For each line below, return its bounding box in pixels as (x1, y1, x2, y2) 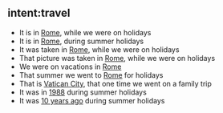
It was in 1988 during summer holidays (18, 87, 148, 97)
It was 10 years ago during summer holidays (18, 95, 165, 105)
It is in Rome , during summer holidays (18, 36, 144, 46)
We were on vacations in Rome (18, 62, 122, 71)
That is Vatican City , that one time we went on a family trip (18, 79, 212, 88)
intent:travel (7, 6, 71, 20)
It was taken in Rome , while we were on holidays (18, 44, 180, 54)
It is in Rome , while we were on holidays (18, 27, 152, 37)
